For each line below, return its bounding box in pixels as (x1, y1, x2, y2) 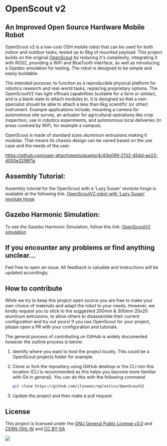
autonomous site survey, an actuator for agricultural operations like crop (5, 112, 154, 118)
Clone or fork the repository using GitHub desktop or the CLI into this (12, 364, 155, 370)
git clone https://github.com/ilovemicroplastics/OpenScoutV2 (12, 384, 145, 389)
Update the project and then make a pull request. (12, 393, 113, 399)
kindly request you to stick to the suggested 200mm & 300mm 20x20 (5, 308, 148, 314)
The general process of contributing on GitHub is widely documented (5, 334, 148, 340)
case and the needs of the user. (5, 143, 71, 149)
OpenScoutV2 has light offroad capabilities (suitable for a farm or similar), (5, 91, 157, 96)
